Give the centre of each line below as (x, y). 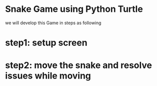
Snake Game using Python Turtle (74, 9)
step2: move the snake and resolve (78, 65)
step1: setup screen (46, 43)
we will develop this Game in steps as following (53, 23)
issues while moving (48, 76)
